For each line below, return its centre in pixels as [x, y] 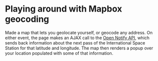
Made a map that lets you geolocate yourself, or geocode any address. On [79, 32]
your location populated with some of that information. [59, 53]
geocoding [27, 19]
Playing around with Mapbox [64, 9]
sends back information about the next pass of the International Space [75, 43]
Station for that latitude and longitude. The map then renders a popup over [79, 48]
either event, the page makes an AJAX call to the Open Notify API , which [77, 38]
